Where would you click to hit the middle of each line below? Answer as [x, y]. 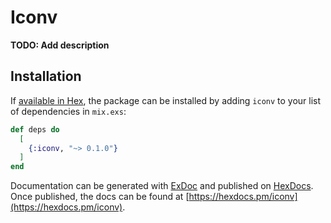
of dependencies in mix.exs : [68, 111]
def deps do [35, 129]
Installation [46, 76]
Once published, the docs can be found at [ [100, 197]
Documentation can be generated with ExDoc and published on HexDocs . [162, 186]
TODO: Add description [60, 45]
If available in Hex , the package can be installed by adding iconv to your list [166, 100]
